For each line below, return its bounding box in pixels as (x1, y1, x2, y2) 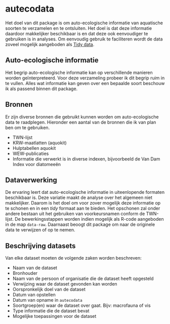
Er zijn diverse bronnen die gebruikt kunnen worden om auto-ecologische (5, 113, 159, 119)
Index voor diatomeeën (12, 161, 61, 167)
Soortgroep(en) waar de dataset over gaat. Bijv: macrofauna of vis (12, 302, 151, 309)
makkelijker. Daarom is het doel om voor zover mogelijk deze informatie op (5, 200, 161, 206)
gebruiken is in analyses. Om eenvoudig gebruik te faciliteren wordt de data (5, 36, 163, 42)
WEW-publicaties (12, 150, 49, 156)
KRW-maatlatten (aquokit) (12, 140, 67, 146)
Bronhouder (12, 270, 38, 276)
